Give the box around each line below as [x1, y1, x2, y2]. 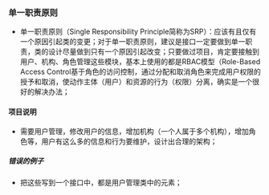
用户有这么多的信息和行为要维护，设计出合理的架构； [41, 136, 218, 146]
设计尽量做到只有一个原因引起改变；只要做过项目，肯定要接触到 [47, 47, 259, 57]
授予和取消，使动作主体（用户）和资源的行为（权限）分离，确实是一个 [19, 77, 253, 87]
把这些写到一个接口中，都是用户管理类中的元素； [19, 178, 182, 188]
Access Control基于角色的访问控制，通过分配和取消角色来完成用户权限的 [19, 67, 261, 77]
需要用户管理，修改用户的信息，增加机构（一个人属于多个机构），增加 [19, 126, 249, 136]
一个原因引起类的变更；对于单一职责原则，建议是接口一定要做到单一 [19, 37, 246, 47]
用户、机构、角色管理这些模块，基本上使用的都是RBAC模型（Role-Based [19, 57, 261, 67]
